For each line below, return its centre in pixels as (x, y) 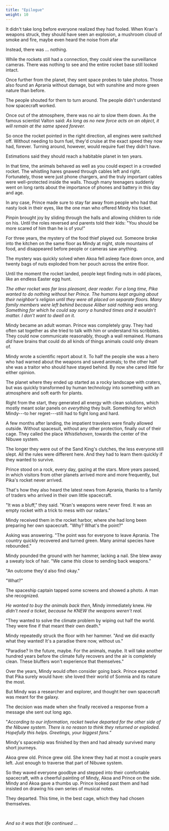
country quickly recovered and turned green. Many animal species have (80, 540)
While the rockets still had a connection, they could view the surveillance (81, 59)
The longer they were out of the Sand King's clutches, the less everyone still (85, 449)
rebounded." (19, 546)
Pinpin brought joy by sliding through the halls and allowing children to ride (83, 218)
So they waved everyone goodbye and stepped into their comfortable (78, 772)
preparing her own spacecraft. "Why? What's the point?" (65, 525)
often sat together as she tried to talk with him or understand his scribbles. (83, 330)
